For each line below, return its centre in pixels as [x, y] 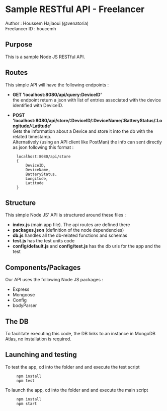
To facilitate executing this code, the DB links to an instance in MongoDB [80, 333]
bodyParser [25, 305]
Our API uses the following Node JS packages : [54, 280]
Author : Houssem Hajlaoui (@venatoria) [47, 23]
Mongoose [24, 295]
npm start [27, 403]
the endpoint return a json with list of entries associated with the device [87, 100]
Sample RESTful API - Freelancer [75, 9]
